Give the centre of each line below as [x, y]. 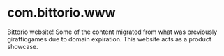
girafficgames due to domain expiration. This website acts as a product [109, 39]
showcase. [23, 46]
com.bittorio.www [61, 13]
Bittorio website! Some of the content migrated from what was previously [112, 32]
